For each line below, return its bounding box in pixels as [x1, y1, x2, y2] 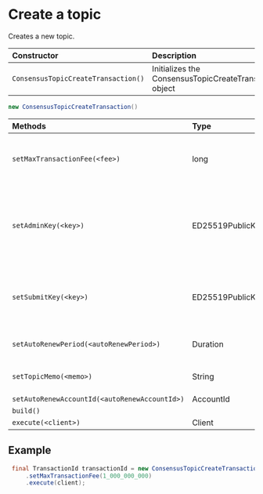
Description [152, 49, 197, 60]
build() [12, 406, 41, 415]
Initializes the [152, 63, 201, 74]
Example [8, 444, 52, 457]
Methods [12, 120, 47, 131]
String [191, 371, 214, 382]
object [152, 82, 176, 93]
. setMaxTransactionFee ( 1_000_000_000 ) [25, 472, 153, 480]
